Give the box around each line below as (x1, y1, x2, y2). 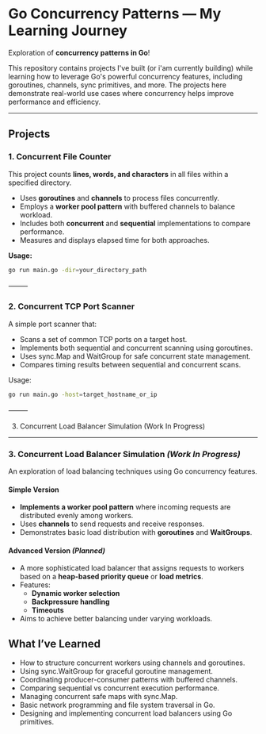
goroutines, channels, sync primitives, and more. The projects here (8, 80, 227, 90)
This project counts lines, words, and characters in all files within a (8, 169, 229, 179)
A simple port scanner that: (8, 319, 97, 329)
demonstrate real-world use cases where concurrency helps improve (8, 88, 234, 98)
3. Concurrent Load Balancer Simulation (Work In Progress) (8, 448, 241, 459)
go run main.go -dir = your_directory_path (8, 266, 147, 274)
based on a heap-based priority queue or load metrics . (19, 572, 203, 582)
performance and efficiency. (8, 97, 101, 106)
